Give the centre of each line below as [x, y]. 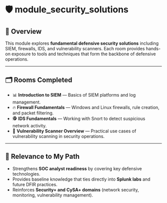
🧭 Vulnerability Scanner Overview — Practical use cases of [74, 131]
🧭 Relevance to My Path [42, 156]
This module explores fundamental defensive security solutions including [82, 43]
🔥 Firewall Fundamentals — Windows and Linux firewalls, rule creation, [86, 107]
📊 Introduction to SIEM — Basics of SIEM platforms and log [74, 95]
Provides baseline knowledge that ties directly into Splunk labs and [81, 179]
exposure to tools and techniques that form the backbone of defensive [84, 54]
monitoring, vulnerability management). [53, 195]
